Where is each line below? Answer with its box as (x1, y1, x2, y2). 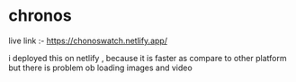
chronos (8, 5, 73, 26)
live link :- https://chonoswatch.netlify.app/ (8, 35, 168, 46)
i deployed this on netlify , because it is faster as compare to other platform (8, 52, 287, 63)
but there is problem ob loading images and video (8, 62, 193, 73)
